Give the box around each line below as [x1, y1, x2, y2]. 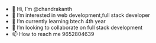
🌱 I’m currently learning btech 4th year [11, 18, 106, 24]
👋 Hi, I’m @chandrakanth [11, 6, 73, 12]
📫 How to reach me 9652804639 [11, 31, 95, 37]
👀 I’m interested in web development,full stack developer [11, 12, 151, 19]
